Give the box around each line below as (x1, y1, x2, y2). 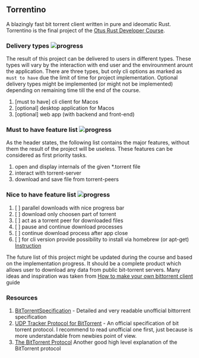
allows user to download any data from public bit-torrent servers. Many (6, 266, 181, 273)
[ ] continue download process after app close (14, 229, 128, 236)
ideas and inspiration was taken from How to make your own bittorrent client (6, 273, 193, 280)
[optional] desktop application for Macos (14, 104, 115, 112)
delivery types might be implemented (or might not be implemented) (6, 80, 173, 88)
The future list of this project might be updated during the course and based (6, 254, 192, 261)
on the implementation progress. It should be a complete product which (6, 259, 181, 267)
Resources (6, 293, 38, 302)
